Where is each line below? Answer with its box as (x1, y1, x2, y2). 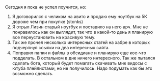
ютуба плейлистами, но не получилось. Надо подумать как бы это (12, 65, 153, 71)
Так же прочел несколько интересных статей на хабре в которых (12, 40, 150, 45)
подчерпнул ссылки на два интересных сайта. (12, 45, 110, 50)
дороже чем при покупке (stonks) (12, 19, 83, 24)
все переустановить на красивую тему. (12, 34, 96, 40)
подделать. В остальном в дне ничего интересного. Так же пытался (12, 55, 156, 61)
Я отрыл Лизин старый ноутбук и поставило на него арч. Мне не (12, 24, 148, 30)
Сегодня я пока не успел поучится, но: (5, 4, 87, 10)
